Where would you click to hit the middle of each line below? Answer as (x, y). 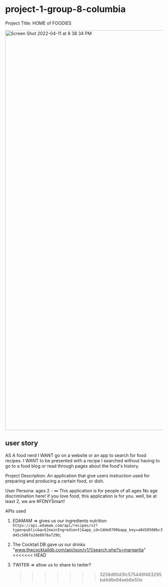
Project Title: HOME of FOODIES (38, 23)
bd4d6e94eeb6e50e (121, 579)
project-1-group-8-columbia (65, 9)
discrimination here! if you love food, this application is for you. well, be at (81, 496)
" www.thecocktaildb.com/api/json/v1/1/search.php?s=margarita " (79, 549)
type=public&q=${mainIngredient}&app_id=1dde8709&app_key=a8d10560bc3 (87, 530)
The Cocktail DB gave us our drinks (49, 544)
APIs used (16, 511)
